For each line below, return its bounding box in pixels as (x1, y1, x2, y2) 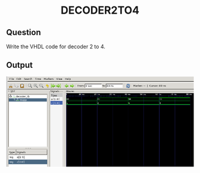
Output (6, 60, 33, 70)
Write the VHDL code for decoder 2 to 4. (6, 43, 105, 50)
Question (6, 27, 41, 37)
